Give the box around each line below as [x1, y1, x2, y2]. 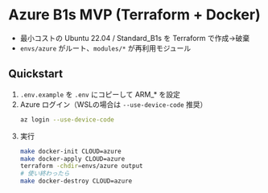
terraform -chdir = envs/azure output [19, 162, 143, 170]
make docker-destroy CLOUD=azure [19, 177, 133, 186]
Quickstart [8, 67, 64, 81]
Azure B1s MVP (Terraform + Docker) [8, 6, 261, 24]
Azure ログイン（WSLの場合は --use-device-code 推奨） [19, 99, 208, 109]
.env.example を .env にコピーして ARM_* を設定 [19, 89, 181, 99]
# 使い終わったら [19, 170, 70, 178]
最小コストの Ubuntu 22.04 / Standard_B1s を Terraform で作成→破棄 [19, 33, 250, 43]
